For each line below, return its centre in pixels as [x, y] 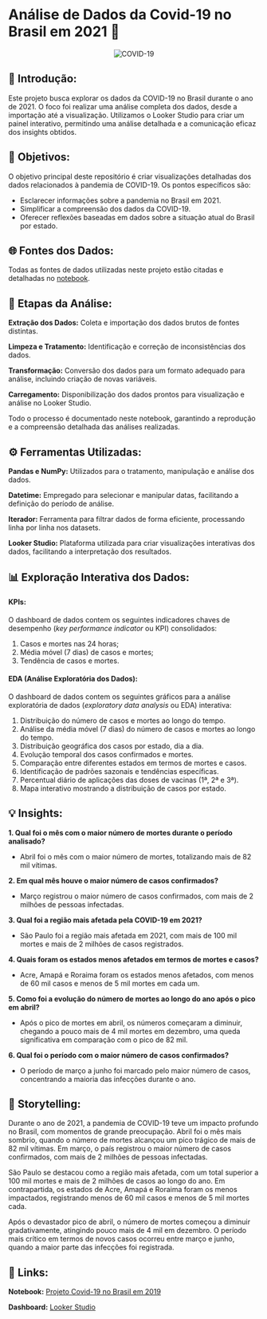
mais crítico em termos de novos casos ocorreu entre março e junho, [122, 1239]
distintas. [23, 331]
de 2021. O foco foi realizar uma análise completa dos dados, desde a [123, 106]
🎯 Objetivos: [39, 157]
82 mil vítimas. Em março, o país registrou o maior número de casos [120, 1149]
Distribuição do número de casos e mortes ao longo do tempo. [122, 721]
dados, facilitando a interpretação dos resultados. [90, 551]
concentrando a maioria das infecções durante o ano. [108, 1079]
